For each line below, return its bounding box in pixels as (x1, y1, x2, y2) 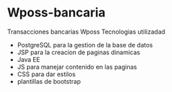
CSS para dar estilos (17, 70, 76, 78)
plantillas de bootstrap (17, 77, 81, 85)
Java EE (17, 55, 40, 63)
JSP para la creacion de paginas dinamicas (17, 48, 140, 56)
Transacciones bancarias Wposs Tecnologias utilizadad (7, 27, 166, 36)
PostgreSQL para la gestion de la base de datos (17, 41, 153, 49)
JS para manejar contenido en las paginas (17, 62, 137, 71)
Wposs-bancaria (7, 5, 106, 21)
